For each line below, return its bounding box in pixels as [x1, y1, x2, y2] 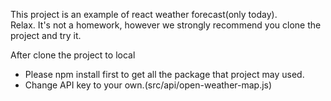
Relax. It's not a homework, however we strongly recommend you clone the [10, 19, 322, 31]
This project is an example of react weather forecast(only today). [10, 9, 278, 20]
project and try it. [10, 30, 82, 41]
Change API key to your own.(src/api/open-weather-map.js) [24, 79, 273, 91]
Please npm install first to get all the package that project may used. [24, 69, 305, 80]
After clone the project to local [10, 49, 136, 61]
